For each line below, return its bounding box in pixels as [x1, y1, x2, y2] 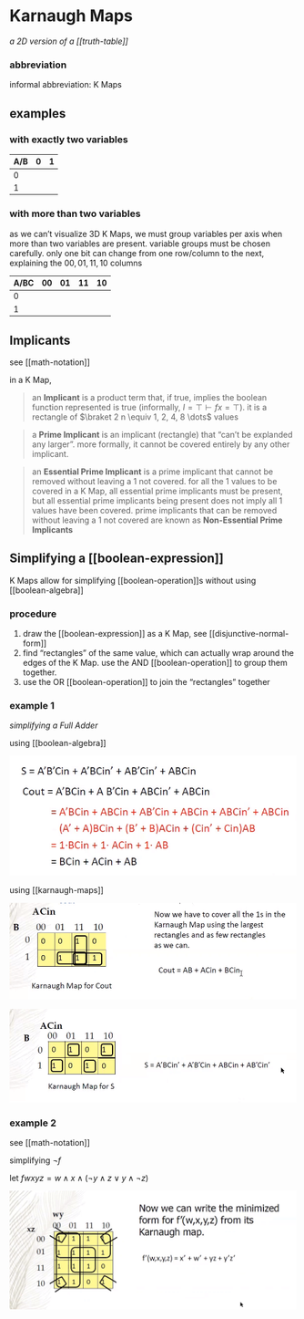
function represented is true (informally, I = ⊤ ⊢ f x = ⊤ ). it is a [31, 402, 267, 413]
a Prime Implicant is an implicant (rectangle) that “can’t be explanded [31, 430, 293, 441]
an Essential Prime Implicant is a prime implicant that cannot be [31, 466, 274, 477]
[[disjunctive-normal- [208, 628, 289, 639]
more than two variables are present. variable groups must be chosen [9, 238, 271, 249]
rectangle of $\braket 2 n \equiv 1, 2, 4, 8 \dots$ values [31, 411, 239, 422]
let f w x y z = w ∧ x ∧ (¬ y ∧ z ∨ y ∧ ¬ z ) [9, 1173, 149, 1184]
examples [9, 106, 66, 121]
